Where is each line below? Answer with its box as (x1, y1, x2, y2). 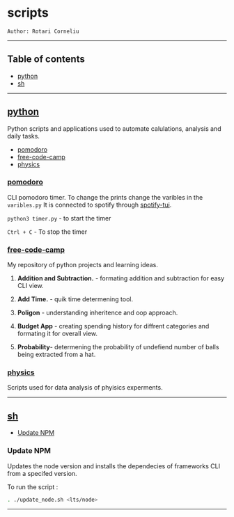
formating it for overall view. (17, 329, 97, 338)
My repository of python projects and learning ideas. (7, 261, 158, 269)
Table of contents (7, 54, 85, 65)
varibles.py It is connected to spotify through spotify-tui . (7, 200, 172, 209)
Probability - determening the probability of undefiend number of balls (17, 343, 219, 351)
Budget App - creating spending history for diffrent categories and (17, 322, 210, 331)
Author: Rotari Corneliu (7, 28, 79, 35)
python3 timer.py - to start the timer (7, 214, 111, 222)
